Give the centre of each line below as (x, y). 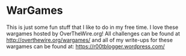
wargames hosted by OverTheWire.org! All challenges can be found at (93, 33)
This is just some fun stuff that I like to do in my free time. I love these (92, 27)
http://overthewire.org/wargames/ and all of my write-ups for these (90, 40)
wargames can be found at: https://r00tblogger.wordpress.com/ (85, 46)
